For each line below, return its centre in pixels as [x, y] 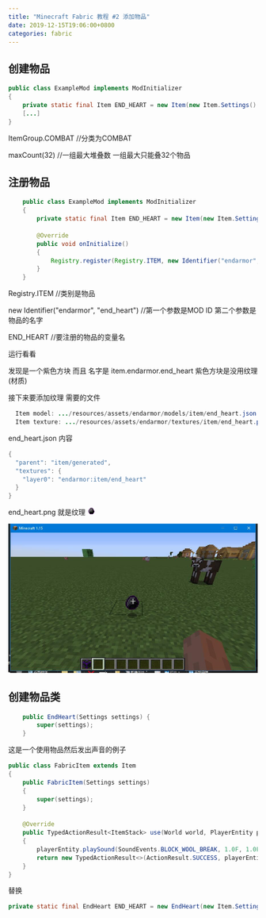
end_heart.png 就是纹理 [47, 513]
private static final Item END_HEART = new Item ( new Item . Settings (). [141, 105]
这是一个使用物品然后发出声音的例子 [67, 750]
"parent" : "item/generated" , [63, 463]
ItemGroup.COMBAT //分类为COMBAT [70, 138]
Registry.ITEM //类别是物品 [52, 294]
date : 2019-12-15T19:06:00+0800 [61, 25]
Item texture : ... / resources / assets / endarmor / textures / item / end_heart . [136, 422]
